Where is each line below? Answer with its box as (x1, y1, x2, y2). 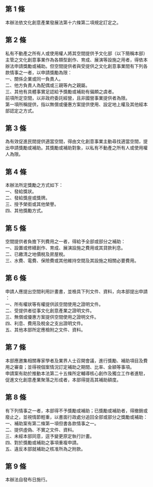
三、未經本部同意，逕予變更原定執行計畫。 (5, 433, 95, 439)
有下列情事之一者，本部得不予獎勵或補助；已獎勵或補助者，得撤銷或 (5, 407, 148, 414)
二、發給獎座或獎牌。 (5, 195, 50, 201)
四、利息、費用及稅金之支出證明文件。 (5, 320, 85, 326)
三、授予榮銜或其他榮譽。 (5, 201, 59, 208)
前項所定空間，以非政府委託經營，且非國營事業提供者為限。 (5, 95, 130, 101)
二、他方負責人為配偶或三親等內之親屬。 (5, 82, 90, 88)
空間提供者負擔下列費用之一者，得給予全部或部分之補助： (5, 239, 126, 245)
